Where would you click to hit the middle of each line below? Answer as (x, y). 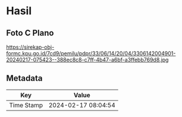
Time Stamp (26, 105)
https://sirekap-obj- (30, 47)
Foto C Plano (30, 33)
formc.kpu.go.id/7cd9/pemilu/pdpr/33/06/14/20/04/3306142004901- (91, 53)
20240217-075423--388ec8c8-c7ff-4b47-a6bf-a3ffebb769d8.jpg (87, 60)
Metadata (24, 78)
